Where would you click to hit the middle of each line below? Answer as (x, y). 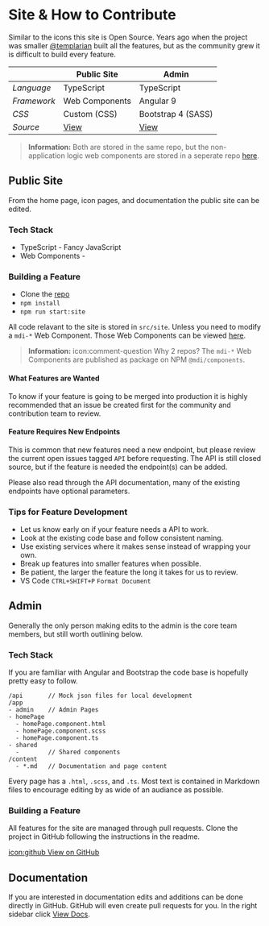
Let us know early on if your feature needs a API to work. (114, 529)
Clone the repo (45, 294)
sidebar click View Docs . (49, 914)
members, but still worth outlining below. (76, 633)
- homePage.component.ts (57, 738)
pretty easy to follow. (43, 681)
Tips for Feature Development (68, 512)
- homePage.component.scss (61, 731)
